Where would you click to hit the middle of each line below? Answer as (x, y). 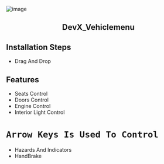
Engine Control (33, 106)
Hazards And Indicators (43, 149)
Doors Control (31, 100)
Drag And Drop (33, 61)
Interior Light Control (40, 112)
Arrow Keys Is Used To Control (82, 135)
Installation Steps (39, 47)
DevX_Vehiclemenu (98, 27)
